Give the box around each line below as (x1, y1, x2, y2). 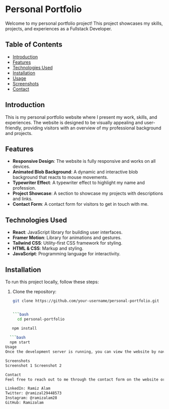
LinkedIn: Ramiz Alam (5, 386, 51, 391)
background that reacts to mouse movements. (12, 174, 108, 180)
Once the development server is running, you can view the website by (5, 349, 156, 354)
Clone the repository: (12, 289, 57, 294)
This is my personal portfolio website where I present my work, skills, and (5, 114, 157, 120)
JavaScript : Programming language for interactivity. (12, 251, 121, 257)
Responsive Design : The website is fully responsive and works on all (12, 158, 156, 164)
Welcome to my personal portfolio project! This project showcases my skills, (5, 20, 163, 26)
